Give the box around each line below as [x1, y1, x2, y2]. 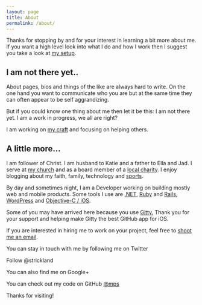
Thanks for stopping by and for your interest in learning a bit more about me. [6, 37, 197, 44]
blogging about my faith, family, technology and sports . [6, 172, 144, 179]
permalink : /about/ [6, 20, 55, 26]
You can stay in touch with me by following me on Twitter [6, 245, 148, 252]
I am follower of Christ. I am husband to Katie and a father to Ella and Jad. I [6, 160, 192, 166]
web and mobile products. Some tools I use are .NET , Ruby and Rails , [6, 191, 178, 197]
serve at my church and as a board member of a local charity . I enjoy [6, 166, 177, 173]
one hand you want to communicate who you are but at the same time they [6, 90, 192, 97]
